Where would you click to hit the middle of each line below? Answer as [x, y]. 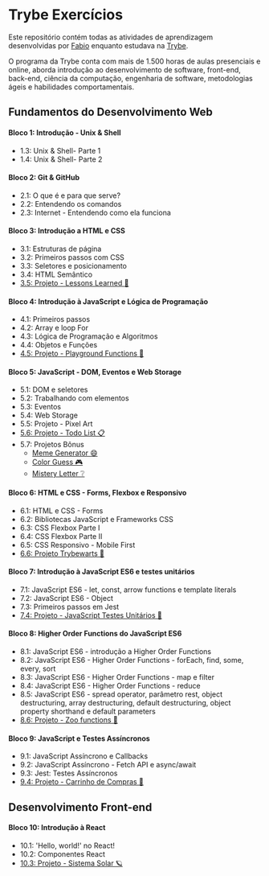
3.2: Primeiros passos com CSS [72, 257]
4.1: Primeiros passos [55, 319]
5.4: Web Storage [49, 415]
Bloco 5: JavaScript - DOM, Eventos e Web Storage [95, 372]
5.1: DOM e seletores [54, 390]
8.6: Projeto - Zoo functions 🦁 [69, 720]
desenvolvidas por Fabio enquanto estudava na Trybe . [98, 45]
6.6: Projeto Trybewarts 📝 [62, 553]
